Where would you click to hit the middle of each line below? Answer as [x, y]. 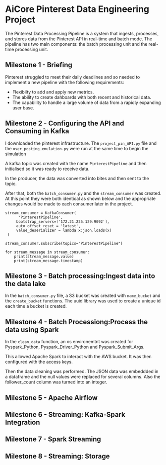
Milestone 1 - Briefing [39, 65]
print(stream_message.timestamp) [49, 261]
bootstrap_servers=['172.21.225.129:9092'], [63, 222]
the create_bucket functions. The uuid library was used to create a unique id [83, 301]
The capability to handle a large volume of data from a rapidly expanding [86, 102]
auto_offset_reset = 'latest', [48, 226]
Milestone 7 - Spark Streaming [53, 439]
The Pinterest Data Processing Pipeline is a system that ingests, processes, [82, 33]
